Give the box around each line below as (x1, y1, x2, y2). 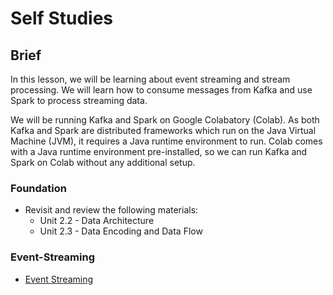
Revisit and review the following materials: (24, 204, 199, 216)
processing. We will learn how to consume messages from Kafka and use (10, 84, 313, 96)
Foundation (10, 181, 67, 195)
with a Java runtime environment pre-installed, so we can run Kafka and (10, 146, 308, 157)
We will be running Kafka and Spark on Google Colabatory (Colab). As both (10, 114, 320, 126)
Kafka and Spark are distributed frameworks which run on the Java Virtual (10, 125, 317, 136)
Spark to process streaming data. (10, 95, 148, 106)
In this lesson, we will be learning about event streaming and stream (10, 73, 291, 85)
